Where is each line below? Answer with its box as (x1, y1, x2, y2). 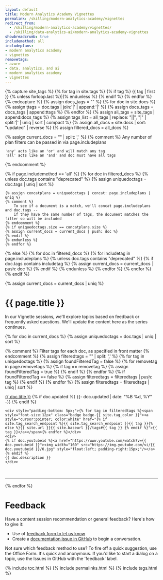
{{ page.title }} (5, 298, 65, 308)
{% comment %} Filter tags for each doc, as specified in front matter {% (5, 348, 149, 354)
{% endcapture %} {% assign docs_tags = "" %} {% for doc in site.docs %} (5, 98, 156, 105)
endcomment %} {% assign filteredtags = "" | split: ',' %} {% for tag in (5, 353, 145, 359)
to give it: (5, 521, 24, 527)
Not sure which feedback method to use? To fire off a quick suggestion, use (5, 545, 157, 551)
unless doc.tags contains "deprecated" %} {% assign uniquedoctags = (5, 176, 147, 182)
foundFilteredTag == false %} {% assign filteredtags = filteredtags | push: (5, 374, 153, 380)
